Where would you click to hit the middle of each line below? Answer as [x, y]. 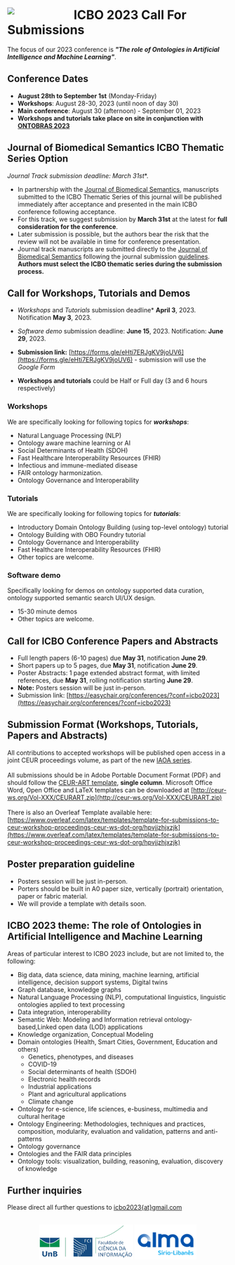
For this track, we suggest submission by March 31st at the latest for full [122, 219]
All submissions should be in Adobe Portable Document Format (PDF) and [114, 775]
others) [28, 1049]
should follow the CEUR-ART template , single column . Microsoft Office [110, 782]
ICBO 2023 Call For [130, 15]
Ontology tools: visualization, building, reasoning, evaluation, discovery [120, 1161]
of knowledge [37, 1168]
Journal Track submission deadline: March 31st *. [78, 175]
